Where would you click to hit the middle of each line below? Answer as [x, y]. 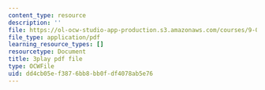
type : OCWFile [32, 67]
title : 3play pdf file [45, 59]
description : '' [35, 23]
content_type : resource [47, 15]
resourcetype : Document [47, 52]
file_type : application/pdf [54, 37]
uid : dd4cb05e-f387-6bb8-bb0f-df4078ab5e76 [81, 74]
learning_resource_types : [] [56, 45]
